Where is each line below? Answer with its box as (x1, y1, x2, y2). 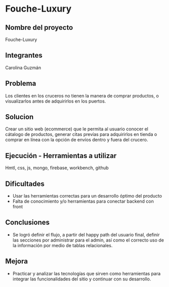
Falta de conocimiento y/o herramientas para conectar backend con (12, 198, 154, 205)
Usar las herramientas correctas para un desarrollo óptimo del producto (12, 193, 162, 199)
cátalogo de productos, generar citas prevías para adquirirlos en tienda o (5, 131, 157, 137)
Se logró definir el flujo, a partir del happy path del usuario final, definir (12, 231, 160, 237)
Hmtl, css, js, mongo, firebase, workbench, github (5, 165, 109, 171)
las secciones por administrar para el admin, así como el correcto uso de (12, 237, 164, 243)
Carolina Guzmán (5, 64, 41, 71)
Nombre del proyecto (5, 23, 73, 32)
